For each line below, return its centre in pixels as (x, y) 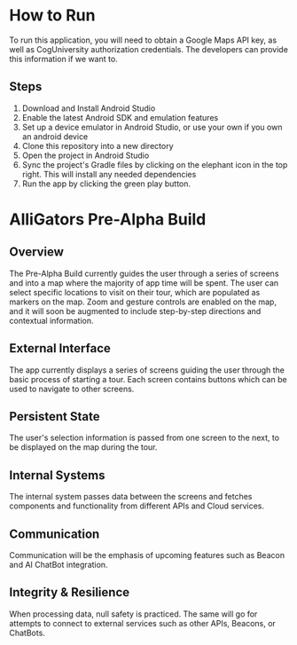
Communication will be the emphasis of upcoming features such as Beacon (147, 555)
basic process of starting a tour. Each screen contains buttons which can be (148, 379)
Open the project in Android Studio (86, 155)
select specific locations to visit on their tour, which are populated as (135, 292)
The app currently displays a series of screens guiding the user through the (147, 370)
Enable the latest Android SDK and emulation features (120, 117)
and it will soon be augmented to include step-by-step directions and (135, 311)
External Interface (60, 348)
